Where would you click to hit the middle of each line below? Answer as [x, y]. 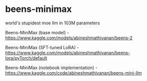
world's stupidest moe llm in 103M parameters [53, 23]
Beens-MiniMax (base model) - [37, 32]
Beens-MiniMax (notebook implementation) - [51, 68]
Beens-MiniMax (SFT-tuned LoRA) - [42, 47]
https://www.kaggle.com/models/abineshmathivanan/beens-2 [69, 38]
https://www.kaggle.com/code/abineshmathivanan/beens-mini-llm [73, 73]
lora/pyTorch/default [26, 58]
